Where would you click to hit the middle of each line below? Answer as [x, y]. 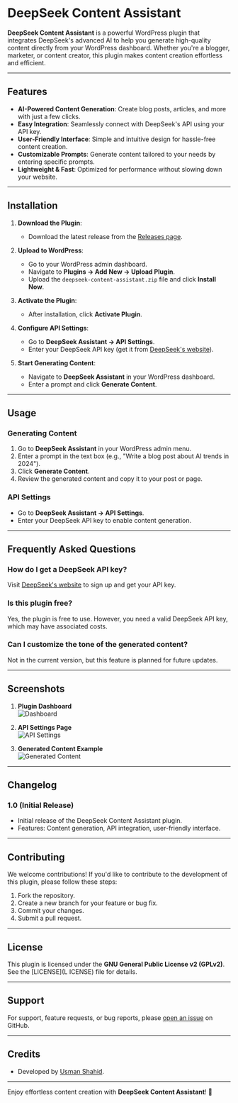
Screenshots [36, 689]
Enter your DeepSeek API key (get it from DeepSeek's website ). [121, 349]
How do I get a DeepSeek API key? [67, 569]
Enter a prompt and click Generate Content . [92, 384]
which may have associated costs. [57, 626]
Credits [24, 1054]
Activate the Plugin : [47, 300]
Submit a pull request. [50, 918]
